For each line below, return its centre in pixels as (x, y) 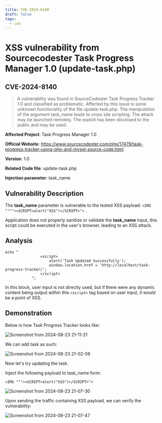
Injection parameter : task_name (38, 178)
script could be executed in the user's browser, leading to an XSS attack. (79, 225)
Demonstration (29, 313)
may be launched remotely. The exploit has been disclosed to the (83, 120)
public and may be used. (42, 125)
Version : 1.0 (17, 159)
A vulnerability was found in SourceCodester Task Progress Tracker (86, 99)
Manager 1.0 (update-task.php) (70, 69)
